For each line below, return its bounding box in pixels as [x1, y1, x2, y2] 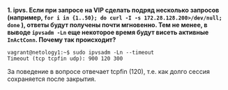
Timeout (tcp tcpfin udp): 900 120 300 [7, 55, 123, 62]
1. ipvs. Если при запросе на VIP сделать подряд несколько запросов [7, 6, 220, 14]
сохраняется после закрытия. [7, 75, 96, 83]
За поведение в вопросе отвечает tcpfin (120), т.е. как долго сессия [7, 68, 211, 75]
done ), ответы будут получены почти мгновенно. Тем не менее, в [7, 21, 208, 29]
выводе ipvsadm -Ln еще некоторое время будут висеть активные [7, 28, 209, 36]
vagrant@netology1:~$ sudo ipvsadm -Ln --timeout [7, 49, 155, 56]
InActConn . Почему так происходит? [7, 36, 116, 44]
